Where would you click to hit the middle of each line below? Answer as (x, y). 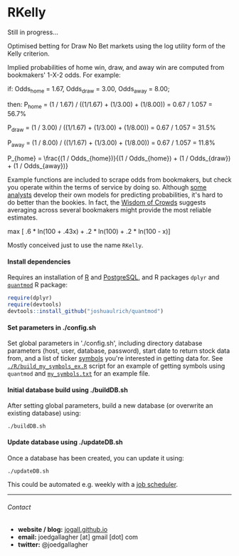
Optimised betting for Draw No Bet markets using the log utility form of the (116, 46)
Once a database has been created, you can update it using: (96, 458)
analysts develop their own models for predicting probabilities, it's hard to (115, 195)
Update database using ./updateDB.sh (65, 442)
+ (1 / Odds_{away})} (38, 166)
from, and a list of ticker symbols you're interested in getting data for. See (115, 359)
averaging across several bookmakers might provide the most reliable (110, 210)
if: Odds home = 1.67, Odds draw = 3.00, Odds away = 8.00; (89, 89)
